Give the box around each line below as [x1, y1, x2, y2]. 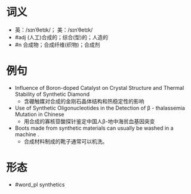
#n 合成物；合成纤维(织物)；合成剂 [14, 41, 100, 48]
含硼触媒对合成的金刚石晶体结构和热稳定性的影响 [23, 98, 144, 105]
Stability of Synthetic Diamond [14, 90, 90, 98]
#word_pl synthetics [14, 181, 65, 188]
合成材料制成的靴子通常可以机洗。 [23, 137, 108, 145]
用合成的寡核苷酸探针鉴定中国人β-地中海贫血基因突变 [23, 117, 155, 125]
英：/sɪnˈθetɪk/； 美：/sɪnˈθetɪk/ [14, 26, 93, 33]
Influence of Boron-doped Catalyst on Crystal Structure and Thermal [14, 84, 184, 91]
